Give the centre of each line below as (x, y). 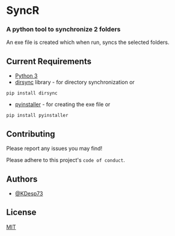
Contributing (31, 134)
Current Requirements (49, 61)
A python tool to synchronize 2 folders (63, 29)
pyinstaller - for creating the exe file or (63, 104)
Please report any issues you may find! (54, 149)
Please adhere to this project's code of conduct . (66, 160)
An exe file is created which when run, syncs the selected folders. (88, 42)
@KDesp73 (29, 193)
